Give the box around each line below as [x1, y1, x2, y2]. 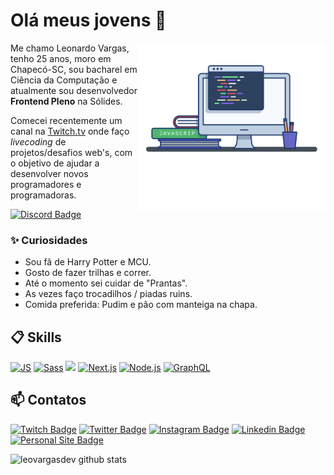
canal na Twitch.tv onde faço [10, 125, 130, 137]
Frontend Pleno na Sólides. [10, 95, 123, 107]
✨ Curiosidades [10, 233, 88, 247]
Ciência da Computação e [10, 74, 118, 86]
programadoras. [10, 189, 77, 201]
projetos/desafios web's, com [10, 146, 133, 158]
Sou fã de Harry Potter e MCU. [24, 256, 152, 268]
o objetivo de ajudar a [10, 157, 100, 169]
